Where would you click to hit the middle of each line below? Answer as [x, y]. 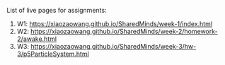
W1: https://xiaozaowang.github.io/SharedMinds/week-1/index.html [115, 24]
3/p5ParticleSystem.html [53, 54]
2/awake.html [37, 39]
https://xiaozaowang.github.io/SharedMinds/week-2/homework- [124, 31]
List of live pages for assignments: [57, 10]
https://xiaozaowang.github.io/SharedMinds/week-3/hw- [114, 46]
